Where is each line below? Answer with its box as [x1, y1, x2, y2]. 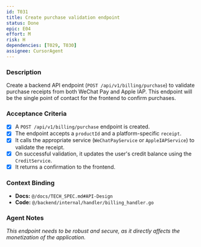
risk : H [6, 37, 26, 43]
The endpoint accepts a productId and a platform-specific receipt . [14, 130, 182, 137]
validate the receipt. [14, 143, 65, 151]
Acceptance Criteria [6, 109, 67, 117]
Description [6, 67, 42, 76]
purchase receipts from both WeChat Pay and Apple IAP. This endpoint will [6, 88, 193, 95]
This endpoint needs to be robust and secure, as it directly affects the [6, 227, 180, 235]
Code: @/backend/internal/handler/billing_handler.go [14, 198, 154, 205]
